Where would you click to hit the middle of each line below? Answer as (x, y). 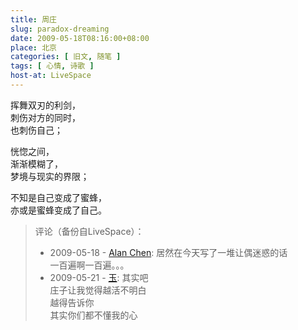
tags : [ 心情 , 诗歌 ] (52, 66)
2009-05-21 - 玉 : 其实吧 (99, 277)
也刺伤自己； (36, 130)
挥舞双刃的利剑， (45, 105)
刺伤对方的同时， (45, 117)
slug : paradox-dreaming (60, 29)
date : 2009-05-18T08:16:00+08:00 (80, 38)
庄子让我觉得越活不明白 (98, 290)
